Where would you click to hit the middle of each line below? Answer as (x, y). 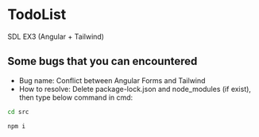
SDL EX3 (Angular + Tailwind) (56, 36)
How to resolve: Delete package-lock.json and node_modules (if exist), (135, 89)
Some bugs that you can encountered (102, 61)
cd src (18, 112)
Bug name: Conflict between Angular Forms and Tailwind (112, 80)
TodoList (37, 15)
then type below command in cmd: (76, 97)
